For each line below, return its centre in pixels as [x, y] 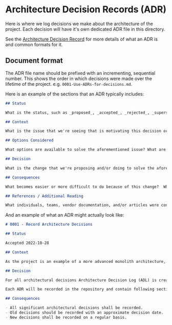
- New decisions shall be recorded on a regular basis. [66, 317]
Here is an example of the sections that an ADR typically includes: [75, 94]
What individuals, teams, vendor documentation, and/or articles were [82, 205]
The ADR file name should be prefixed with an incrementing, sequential [80, 73]
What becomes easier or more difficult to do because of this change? [82, 187]
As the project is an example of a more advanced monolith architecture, [86, 261]
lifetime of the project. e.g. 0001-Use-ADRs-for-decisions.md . [69, 84]
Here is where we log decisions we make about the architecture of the [79, 24]
